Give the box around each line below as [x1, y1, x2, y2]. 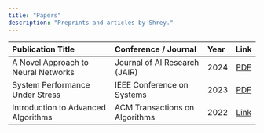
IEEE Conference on [115, 79, 189, 90]
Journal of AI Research [115, 56, 200, 67]
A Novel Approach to [12, 56, 89, 67]
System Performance [12, 79, 90, 90]
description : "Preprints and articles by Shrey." [8, 19, 174, 27]
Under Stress [12, 89, 61, 100]
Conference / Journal [115, 44, 196, 55]
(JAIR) [115, 66, 139, 77]
